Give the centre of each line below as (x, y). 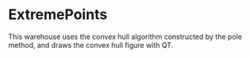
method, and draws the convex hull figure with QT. (91, 44)
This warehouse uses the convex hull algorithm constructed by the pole (125, 37)
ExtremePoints (58, 15)
